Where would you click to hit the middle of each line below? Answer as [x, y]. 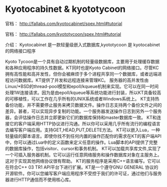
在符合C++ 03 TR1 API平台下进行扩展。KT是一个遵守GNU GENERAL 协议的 [82, 167]
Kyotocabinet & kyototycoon [65, 9]
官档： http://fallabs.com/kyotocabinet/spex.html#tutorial [64, 23]
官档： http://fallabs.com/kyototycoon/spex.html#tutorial [63, 34]
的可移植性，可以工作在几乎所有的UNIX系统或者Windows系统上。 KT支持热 [82, 98]
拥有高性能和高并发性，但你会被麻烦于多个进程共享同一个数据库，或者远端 [81, 74]
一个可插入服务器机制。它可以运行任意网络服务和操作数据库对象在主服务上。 [83, 155]
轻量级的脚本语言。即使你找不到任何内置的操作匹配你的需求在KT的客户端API [83, 136]
